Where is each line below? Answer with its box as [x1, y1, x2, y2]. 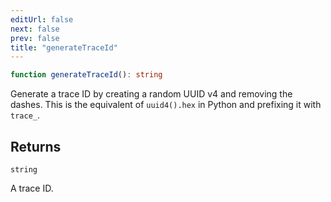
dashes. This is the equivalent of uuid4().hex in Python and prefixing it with [10, 99, 322, 111]
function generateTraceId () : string [10, 70, 163, 80]
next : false [10, 24, 60, 34]
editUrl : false [10, 14, 74, 25]
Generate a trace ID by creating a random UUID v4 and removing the [10, 88, 293, 100]
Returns [10, 138, 62, 155]
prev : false [10, 33, 60, 43]
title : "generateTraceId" [10, 42, 118, 53]
